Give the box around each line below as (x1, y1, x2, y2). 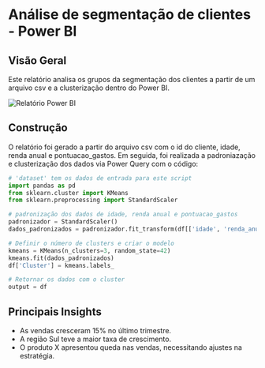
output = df (8, 283, 47, 291)
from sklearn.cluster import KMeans (8, 189, 129, 197)
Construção (8, 121, 69, 135)
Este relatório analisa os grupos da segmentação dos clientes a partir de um (8, 75, 256, 84)
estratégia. (19, 351, 55, 360)
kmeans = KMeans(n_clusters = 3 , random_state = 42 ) (8, 246, 171, 254)
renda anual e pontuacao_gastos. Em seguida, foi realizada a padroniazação (8, 150, 256, 160)
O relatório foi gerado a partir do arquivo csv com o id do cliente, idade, (8, 142, 241, 152)
